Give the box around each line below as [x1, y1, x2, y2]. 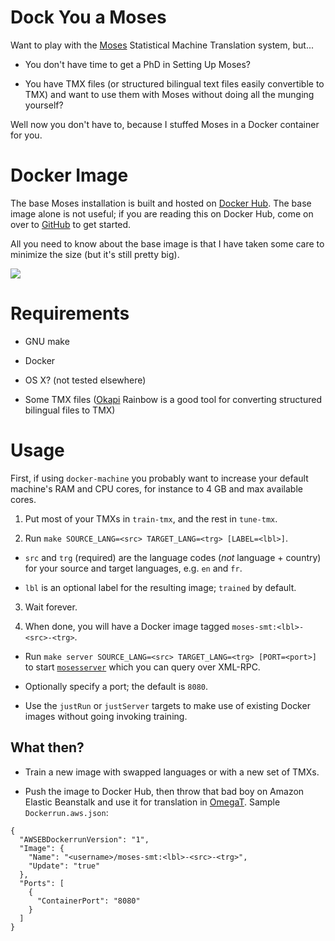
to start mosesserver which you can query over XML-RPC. [24, 661, 261, 673]
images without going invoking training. [24, 710, 188, 722]
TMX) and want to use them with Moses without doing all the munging [24, 88, 315, 100]
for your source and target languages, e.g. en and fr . [24, 562, 243, 574]
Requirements [10, 302, 130, 325]
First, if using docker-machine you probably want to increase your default [10, 472, 309, 484]
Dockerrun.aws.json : [24, 806, 109, 818]
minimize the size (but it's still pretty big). [10, 248, 180, 260]
